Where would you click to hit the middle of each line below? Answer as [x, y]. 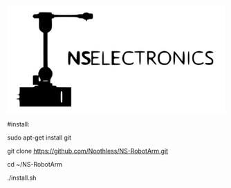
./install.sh [22, 178]
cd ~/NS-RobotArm [35, 164]
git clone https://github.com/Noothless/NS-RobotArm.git [87, 151]
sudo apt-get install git [39, 138]
